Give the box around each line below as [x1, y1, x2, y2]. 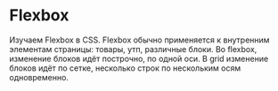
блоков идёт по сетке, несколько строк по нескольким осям [9, 63, 241, 73]
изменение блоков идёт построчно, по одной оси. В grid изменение [9, 53, 269, 64]
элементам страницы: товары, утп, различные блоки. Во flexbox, [9, 43, 258, 54]
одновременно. [9, 72, 69, 82]
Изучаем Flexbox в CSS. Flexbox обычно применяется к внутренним [9, 34, 270, 45]
